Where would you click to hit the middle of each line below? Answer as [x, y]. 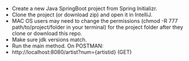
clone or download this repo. [47, 33]
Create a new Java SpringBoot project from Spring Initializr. [84, 9]
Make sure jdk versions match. [49, 40]
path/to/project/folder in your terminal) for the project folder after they [97, 27]
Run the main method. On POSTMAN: [58, 46]
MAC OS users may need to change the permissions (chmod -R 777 [95, 21]
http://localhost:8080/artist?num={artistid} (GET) [72, 52]
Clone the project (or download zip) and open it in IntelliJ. [82, 15]
